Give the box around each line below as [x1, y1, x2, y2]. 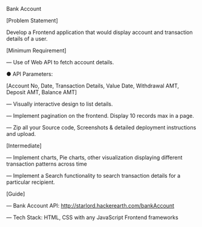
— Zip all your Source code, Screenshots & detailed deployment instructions [6, 124, 197, 131]
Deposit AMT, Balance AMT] [6, 89, 77, 96]
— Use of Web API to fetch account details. [6, 59, 114, 66]
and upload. [6, 130, 36, 137]
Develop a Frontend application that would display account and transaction [6, 29, 193, 36]
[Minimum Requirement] [6, 47, 67, 54]
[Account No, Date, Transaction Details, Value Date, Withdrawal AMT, [6, 82, 180, 89]
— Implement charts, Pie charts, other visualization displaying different [6, 154, 183, 161]
